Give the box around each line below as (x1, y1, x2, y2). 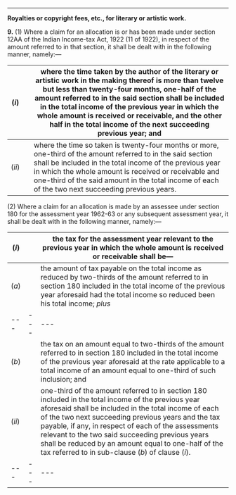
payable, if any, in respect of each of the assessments (40, 421, 219, 430)
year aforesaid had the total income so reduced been (40, 290, 216, 299)
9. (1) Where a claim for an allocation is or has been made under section (7, 27, 216, 36)
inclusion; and (40, 375, 86, 384)
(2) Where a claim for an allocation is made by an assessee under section (7, 202, 220, 211)
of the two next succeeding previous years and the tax (40, 413, 221, 422)
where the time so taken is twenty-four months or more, (34, 140, 219, 150)
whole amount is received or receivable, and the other (37, 111, 223, 120)
